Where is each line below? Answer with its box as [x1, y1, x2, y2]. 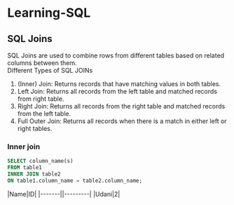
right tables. [17, 125, 53, 132]
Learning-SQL [7, 5, 91, 21]
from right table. [17, 94, 64, 103]
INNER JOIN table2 [7, 171, 61, 178]
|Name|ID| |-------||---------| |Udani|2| [7, 190, 121, 198]
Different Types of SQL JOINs [7, 66, 93, 74]
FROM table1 [7, 164, 42, 171]
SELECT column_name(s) [7, 157, 74, 165]
